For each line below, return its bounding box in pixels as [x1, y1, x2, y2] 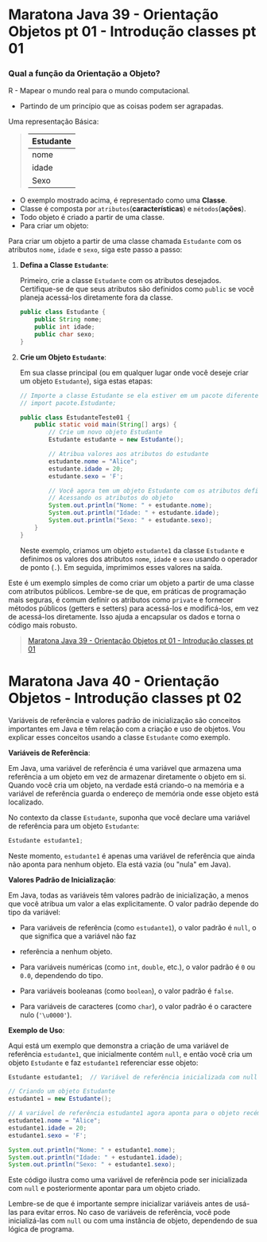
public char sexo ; [34, 331, 95, 339]
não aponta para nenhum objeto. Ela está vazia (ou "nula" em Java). [8, 859, 231, 869]
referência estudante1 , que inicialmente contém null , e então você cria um [8, 1049, 253, 1059]
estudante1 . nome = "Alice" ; [8, 1117, 102, 1125]
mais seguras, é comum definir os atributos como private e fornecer [8, 595, 234, 604]
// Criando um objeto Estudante [8, 1087, 115, 1095]
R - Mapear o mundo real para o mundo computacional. [8, 86, 191, 96]
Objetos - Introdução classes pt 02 [8, 689, 242, 707]
